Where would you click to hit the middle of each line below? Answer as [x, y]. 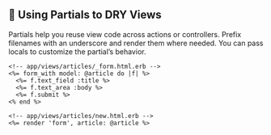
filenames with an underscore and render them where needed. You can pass [136, 43]
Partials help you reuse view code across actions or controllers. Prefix [125, 34]
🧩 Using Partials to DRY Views [85, 15]
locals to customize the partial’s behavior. [77, 51]
